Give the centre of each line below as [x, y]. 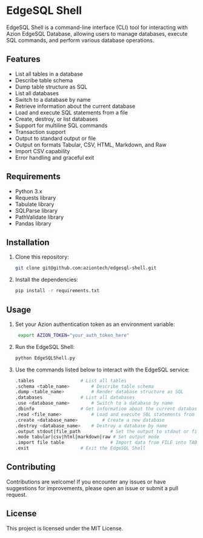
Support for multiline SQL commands [61, 125]
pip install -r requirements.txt [57, 291]
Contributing [31, 467]
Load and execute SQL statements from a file [72, 112]
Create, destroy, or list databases [56, 119]
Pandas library [33, 223]
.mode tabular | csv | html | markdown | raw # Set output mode [87, 437]
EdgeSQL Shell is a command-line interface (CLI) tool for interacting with [97, 27]
